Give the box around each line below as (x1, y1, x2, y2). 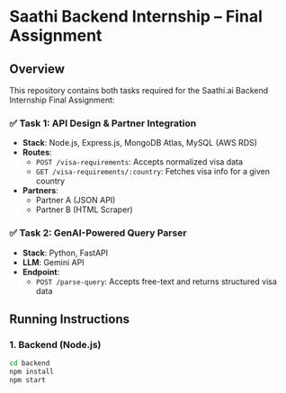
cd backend (9, 359, 50, 368)
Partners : (22, 185, 58, 196)
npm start (9, 376, 47, 385)
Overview (9, 61, 66, 76)
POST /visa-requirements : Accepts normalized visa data (35, 156, 244, 167)
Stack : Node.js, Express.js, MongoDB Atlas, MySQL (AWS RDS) (22, 138, 258, 148)
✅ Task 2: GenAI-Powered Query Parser (9, 227, 187, 239)
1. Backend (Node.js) (9, 338, 102, 351)
